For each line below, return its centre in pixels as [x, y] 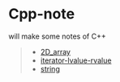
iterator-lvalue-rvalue [76, 60]
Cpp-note [42, 14]
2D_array [56, 51]
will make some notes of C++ [58, 36]
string [50, 68]
